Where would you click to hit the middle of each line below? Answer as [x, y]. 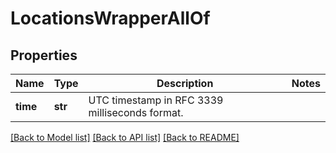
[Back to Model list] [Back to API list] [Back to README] [125, 137]
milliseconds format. [136, 112]
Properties [44, 55]
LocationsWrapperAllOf [110, 18]
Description [185, 83]
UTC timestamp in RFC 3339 [156, 100]
